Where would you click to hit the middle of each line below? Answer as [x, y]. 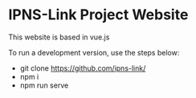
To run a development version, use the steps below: [94, 52]
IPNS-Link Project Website [98, 15]
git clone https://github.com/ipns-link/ [83, 68]
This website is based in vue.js [59, 37]
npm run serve [44, 85]
